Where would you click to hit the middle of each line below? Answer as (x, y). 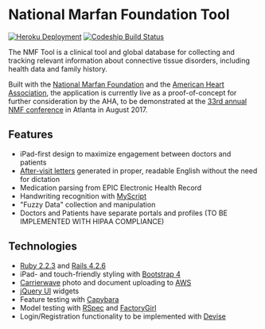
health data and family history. (58, 68)
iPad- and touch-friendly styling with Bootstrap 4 (100, 274)
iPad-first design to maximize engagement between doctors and (125, 153)
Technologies (43, 247)
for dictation (40, 179)
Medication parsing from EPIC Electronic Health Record (111, 188)
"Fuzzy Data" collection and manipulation (88, 204)
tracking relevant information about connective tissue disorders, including (129, 60)
